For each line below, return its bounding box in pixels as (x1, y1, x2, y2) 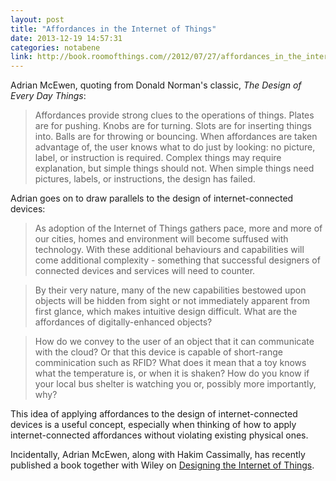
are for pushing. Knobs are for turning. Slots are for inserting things (34, 120, 312, 132)
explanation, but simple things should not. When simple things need (34, 162, 315, 175)
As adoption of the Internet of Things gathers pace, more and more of (34, 222, 323, 235)
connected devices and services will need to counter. (34, 265, 256, 277)
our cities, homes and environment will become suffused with (34, 233, 289, 245)
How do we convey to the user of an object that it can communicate (34, 336, 315, 348)
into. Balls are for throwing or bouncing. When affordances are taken (34, 131, 318, 143)
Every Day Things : (10, 90, 87, 102)
